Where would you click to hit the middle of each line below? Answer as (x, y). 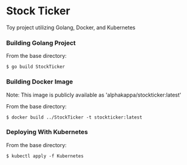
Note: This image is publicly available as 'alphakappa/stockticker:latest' (94, 95)
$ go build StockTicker (36, 67)
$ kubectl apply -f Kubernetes (45, 156)
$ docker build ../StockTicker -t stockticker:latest (74, 117)
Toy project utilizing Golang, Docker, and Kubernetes (71, 27)
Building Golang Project (41, 43)
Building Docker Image (40, 82)
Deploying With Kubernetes (47, 132)
